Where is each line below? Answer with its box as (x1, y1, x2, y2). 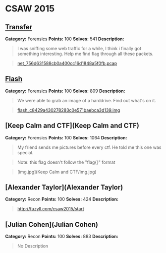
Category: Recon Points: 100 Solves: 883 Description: (5, 234, 118, 240)
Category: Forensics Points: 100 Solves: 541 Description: (5, 36, 124, 42)
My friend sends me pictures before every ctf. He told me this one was (17, 144, 162, 150)
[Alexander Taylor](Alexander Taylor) (5, 183, 123, 191)
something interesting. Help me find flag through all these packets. (17, 51, 154, 57)
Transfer (5, 23, 33, 31)
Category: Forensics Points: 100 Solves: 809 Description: (5, 88, 125, 94)
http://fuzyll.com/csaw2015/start (17, 206, 84, 212)
